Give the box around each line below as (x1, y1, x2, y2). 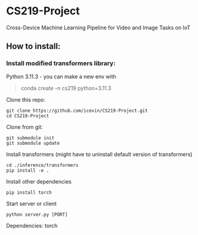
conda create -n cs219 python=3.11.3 (20, 84, 112, 91)
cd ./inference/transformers (6, 162, 79, 168)
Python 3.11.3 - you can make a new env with (6, 73, 116, 80)
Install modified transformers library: (6, 59, 116, 68)
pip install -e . (6, 167, 49, 173)
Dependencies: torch (6, 222, 58, 229)
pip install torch (6, 190, 52, 196)
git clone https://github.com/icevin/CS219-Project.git (6, 108, 148, 114)
